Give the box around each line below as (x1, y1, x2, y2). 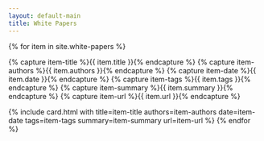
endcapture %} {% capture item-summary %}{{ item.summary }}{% (8, 82, 233, 93)
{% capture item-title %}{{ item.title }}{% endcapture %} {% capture (8, 57, 235, 67)
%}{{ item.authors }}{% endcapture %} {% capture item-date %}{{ (35, 65, 257, 75)
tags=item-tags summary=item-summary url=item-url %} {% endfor (24, 115, 251, 125)
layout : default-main (8, 11, 81, 20)
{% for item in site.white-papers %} (8, 41, 126, 51)
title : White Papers (8, 19, 78, 27)
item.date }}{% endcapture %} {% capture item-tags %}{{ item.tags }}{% (8, 74, 251, 84)
